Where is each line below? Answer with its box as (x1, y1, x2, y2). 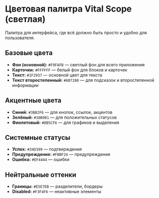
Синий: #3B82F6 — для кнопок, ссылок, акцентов (12, 109, 113, 115)
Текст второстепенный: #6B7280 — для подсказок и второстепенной (12, 77, 155, 83)
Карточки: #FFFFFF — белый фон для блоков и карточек (12, 67, 128, 73)
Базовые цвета (5, 49, 53, 57)
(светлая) (5, 14, 46, 25)
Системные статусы (5, 133, 71, 141)
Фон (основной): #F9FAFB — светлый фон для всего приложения (12, 61, 145, 67)
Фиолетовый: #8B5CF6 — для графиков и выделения (12, 120, 119, 125)
